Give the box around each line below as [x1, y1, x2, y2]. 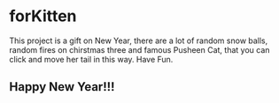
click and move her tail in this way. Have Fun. [9, 54, 174, 64]
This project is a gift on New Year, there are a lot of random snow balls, [9, 35, 268, 46]
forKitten [9, 6, 77, 26]
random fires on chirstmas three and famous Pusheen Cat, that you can [9, 44, 270, 55]
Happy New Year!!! [9, 79, 115, 94]
